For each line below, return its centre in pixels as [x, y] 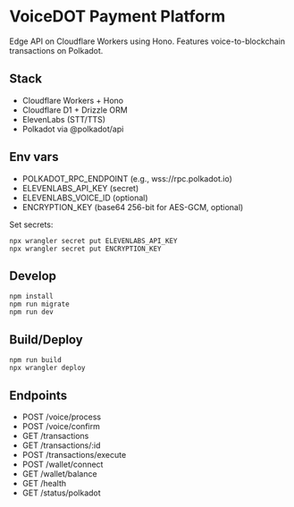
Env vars [34, 157]
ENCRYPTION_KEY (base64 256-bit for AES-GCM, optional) [133, 207]
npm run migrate [39, 304]
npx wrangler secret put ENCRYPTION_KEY [86, 249]
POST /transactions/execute [74, 455]
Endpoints [38, 395]
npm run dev [31, 312]
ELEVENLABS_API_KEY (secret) [80, 188]
